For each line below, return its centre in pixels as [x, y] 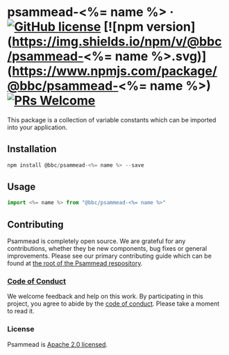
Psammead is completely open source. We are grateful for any [96, 241]
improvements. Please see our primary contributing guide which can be [109, 256]
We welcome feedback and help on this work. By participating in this [105, 297]
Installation [32, 149]
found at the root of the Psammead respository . [75, 263]
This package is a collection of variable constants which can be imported [112, 119]
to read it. [21, 311]
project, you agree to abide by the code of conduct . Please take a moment [113, 304]
